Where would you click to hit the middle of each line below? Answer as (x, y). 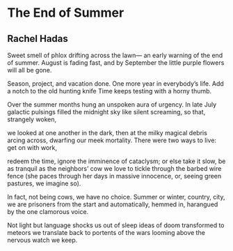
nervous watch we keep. (42, 240)
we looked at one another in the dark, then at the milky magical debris (107, 133)
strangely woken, (32, 119)
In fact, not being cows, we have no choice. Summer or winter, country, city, (116, 197)
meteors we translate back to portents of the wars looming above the (106, 233)
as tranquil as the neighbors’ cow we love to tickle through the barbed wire (114, 168)
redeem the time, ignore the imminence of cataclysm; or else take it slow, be (116, 161)
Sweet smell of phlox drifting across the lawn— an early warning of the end (115, 55)
